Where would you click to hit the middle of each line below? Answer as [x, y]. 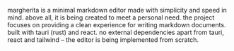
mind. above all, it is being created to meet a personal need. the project [111, 17]
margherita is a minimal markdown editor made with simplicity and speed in [117, 10]
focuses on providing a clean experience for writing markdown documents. [117, 25]
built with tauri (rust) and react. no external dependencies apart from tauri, [116, 32]
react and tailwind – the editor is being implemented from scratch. [103, 40]
